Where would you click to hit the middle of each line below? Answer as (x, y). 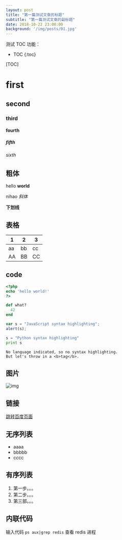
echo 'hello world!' (28, 291)
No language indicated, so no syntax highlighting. (62, 352)
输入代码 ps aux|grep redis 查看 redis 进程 (51, 532)
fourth (13, 130)
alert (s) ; (16, 328)
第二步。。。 (25, 495)
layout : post (20, 10)
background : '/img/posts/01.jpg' (41, 29)
